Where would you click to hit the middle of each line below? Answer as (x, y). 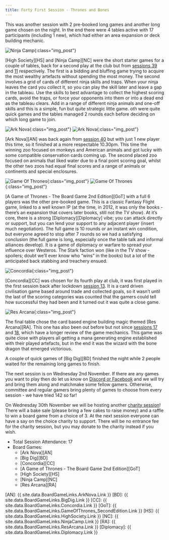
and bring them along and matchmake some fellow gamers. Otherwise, (79, 384)
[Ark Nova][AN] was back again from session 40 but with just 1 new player (82, 139)
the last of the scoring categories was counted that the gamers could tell (81, 296)
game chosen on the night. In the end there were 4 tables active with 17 (79, 30)
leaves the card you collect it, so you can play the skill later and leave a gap (84, 87)
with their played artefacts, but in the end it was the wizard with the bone (81, 343)
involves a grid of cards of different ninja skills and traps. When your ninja (82, 82)
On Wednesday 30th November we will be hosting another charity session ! (83, 405)
